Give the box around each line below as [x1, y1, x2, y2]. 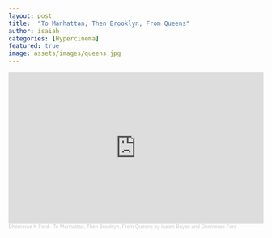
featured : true [8, 42, 60, 50]
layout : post [8, 11, 53, 20]
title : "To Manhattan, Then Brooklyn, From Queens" [8, 19, 190, 28]
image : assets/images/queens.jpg [8, 49, 121, 57]
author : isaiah [8, 27, 60, 35]
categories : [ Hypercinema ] [8, 34, 100, 43]
